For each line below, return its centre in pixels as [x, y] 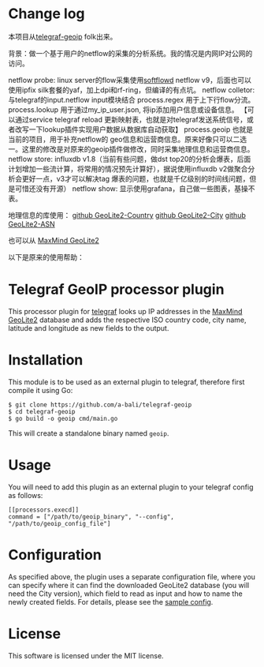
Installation [46, 360]
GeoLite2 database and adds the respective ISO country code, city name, [127, 320]
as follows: [26, 495]
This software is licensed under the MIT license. [86, 655]
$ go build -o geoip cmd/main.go [63, 418]
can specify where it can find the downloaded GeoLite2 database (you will [129, 585]
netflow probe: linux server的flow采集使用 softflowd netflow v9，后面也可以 [130, 80]
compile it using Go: [41, 390]
